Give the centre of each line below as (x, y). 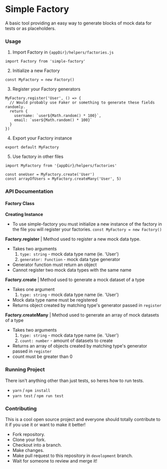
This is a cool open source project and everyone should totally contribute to (83, 419)
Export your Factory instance (42, 138)
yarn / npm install (31, 390)
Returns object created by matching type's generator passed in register (87, 305)
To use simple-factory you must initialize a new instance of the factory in (87, 224)
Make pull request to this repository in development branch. (73, 455)
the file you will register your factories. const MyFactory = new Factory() (87, 229)
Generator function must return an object (55, 265)
